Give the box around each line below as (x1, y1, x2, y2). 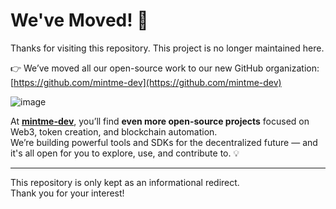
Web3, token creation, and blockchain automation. (10, 125, 218, 138)
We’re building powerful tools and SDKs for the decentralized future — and (10, 136, 318, 148)
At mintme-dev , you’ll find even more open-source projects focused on (10, 115, 310, 127)
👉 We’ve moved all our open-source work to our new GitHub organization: (10, 62, 320, 74)
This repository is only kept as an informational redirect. (10, 176, 240, 188)
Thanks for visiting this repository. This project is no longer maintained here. (10, 42, 325, 54)
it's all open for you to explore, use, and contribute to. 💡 (10, 147, 240, 159)
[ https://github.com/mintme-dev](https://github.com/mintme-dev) (10, 76, 282, 88)
